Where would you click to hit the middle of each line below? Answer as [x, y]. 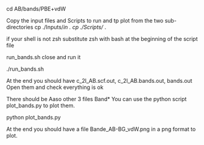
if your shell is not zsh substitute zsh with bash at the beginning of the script [102, 39]
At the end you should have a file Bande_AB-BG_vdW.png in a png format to [101, 129]
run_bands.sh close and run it [44, 57]
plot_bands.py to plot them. [40, 105]
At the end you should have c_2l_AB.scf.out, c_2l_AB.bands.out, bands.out [100, 81]
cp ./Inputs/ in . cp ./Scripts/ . [70, 27]
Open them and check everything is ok [55, 87]
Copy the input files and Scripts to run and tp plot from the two [85, 20]
